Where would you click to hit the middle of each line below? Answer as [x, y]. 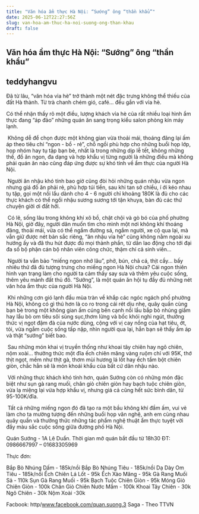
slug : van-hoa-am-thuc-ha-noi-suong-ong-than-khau [70, 23]
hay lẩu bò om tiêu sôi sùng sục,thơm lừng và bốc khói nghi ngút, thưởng [95, 317]
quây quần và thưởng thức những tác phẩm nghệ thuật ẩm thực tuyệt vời [95, 421]
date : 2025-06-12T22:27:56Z [41, 17]
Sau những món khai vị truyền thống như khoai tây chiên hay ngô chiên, [95, 347]
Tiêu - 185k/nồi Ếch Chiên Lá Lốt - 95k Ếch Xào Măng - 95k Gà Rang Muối [97, 474]
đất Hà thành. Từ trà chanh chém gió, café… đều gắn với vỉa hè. [84, 102]
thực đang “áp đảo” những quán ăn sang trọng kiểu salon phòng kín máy [95, 120]
